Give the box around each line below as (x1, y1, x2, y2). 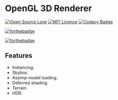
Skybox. (12, 70, 29, 75)
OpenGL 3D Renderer (5, 3, 92, 14)
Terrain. (12, 85, 28, 91)
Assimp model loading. (12, 74, 58, 80)
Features (5, 52, 32, 60)
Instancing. (12, 64, 35, 70)
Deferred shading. (12, 80, 48, 86)
